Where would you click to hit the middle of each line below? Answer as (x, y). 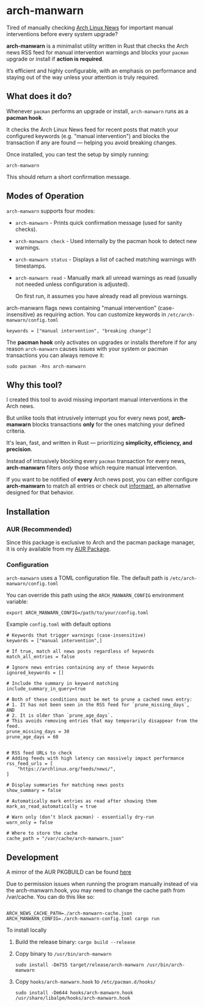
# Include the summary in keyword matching (63, 684)
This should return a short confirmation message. (69, 177)
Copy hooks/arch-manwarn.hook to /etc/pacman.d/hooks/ (86, 982)
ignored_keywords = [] (35, 673)
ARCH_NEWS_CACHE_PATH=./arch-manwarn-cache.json (69, 914)
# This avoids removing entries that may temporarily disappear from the (102, 721)
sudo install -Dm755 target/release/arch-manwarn (80, 965)
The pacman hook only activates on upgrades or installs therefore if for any (102, 342)
